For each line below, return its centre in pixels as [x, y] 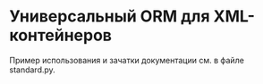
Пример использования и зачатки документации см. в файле [127, 60]
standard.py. [32, 70]
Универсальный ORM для [110, 17]
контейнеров [61, 35]
